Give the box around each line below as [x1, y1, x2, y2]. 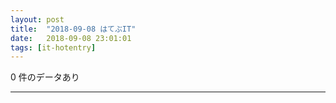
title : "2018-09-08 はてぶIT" [10, 24, 137, 34]
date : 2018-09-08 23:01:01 [10, 33, 132, 43]
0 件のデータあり [10, 71, 80, 83]
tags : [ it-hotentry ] [10, 42, 97, 53]
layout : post [10, 14, 65, 25]
